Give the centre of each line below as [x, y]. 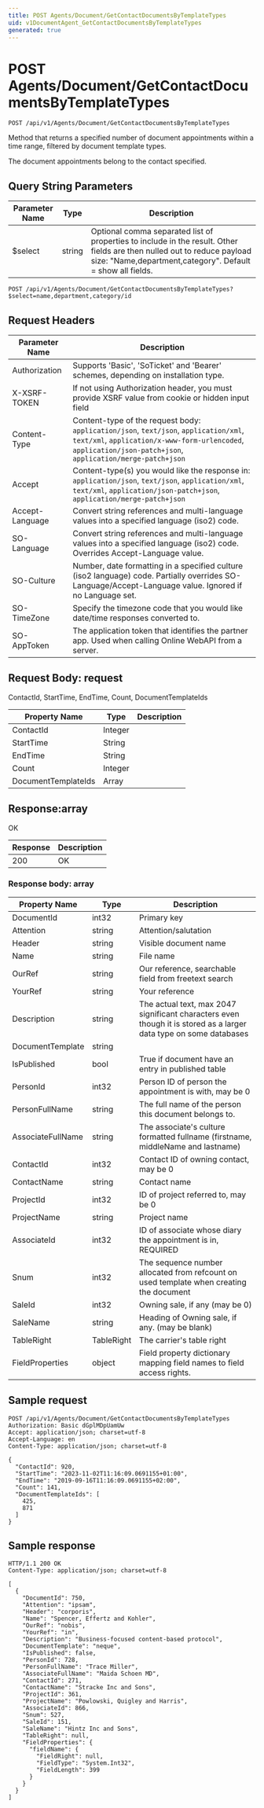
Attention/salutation [175, 930]
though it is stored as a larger [192, 1023]
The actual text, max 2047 [188, 1004]
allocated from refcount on [188, 1272]
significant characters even [189, 1013]
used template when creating [193, 1282]
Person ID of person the [183, 1082]
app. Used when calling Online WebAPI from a [157, 640]
